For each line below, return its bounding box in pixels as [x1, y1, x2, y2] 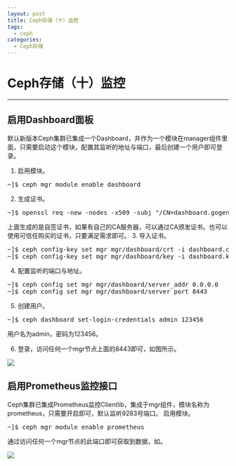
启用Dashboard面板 [7, 114, 93, 126]
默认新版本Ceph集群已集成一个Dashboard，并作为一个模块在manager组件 [7, 134, 222, 142]
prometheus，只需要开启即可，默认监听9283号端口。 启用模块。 [7, 408, 195, 418]
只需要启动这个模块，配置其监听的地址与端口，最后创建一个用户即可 [19, 142, 216, 151]
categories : [7, 36, 42, 44]
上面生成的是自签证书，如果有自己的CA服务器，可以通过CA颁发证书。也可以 [7, 222, 228, 231]
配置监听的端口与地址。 [17, 266, 86, 274]
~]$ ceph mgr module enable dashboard [7, 180, 141, 188]
